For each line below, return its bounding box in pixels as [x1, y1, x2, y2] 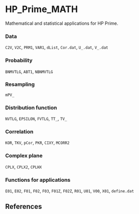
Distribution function [5, 104, 57, 111]
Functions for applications [5, 176, 71, 183]
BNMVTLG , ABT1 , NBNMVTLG [5, 68, 54, 74]
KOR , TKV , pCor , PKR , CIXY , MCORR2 [5, 140, 70, 146]
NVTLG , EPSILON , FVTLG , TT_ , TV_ [5, 116, 67, 122]
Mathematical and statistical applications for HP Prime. [5, 20, 118, 26]
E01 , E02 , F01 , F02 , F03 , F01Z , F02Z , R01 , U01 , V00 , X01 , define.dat [5, 188, 134, 194]
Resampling [5, 81, 35, 88]
